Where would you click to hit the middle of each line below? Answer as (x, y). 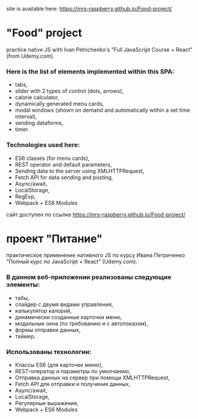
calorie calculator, (37, 97)
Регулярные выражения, (46, 403)
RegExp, (25, 196)
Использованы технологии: (49, 352)
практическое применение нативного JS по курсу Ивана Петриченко (96, 255)
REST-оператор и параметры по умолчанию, (73, 372)
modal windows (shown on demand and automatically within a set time (102, 110)
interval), (26, 117)
